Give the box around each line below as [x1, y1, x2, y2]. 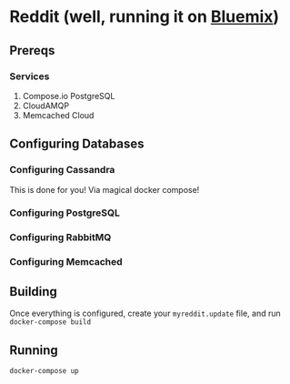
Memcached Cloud [22, 109, 95, 120]
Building [9, 284, 57, 299]
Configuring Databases [9, 136, 145, 152]
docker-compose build [9, 318, 92, 327]
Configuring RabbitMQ [9, 231, 112, 244]
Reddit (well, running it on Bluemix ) [9, 6, 280, 27]
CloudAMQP [22, 100, 70, 111]
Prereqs [9, 43, 55, 58]
